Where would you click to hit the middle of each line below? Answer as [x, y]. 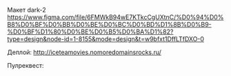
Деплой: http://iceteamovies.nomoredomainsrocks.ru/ [84, 52]
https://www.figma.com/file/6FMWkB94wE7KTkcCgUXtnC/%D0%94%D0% [115, 17]
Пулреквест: [26, 65]
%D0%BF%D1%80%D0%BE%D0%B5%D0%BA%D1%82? [90, 31]
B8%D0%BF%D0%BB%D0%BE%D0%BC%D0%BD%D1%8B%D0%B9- [109, 24]
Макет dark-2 [27, 10]
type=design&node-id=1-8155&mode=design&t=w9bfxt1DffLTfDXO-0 [106, 39]
